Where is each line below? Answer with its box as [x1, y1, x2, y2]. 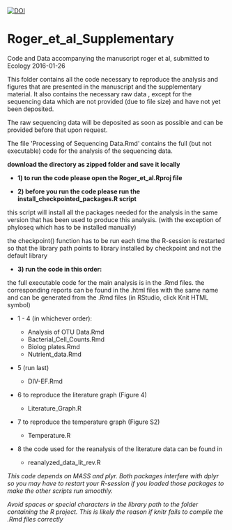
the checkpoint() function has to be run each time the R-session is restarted [7, 236, 225, 244]
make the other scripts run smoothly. [7, 486, 114, 495]
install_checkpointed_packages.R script [17, 194, 137, 203]
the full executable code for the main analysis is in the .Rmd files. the [7, 278, 205, 286]
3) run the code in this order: [17, 265, 102, 273]
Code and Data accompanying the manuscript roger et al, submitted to [7, 54, 210, 62]
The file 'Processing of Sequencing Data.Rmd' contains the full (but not [7, 139, 212, 147]
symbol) [7, 300, 31, 309]
